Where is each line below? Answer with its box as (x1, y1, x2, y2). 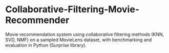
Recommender (5, 14, 70, 26)
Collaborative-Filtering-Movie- (5, 4, 140, 15)
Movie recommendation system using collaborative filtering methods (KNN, (5, 31, 164, 37)
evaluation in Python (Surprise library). (5, 42, 87, 48)
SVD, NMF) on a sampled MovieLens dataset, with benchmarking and (5, 37, 152, 43)
